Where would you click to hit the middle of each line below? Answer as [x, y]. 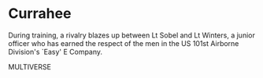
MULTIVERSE [30, 66]
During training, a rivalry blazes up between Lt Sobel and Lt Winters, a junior [132, 35]
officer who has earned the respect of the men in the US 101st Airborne [124, 43]
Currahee [40, 14]
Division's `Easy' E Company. [56, 51]
